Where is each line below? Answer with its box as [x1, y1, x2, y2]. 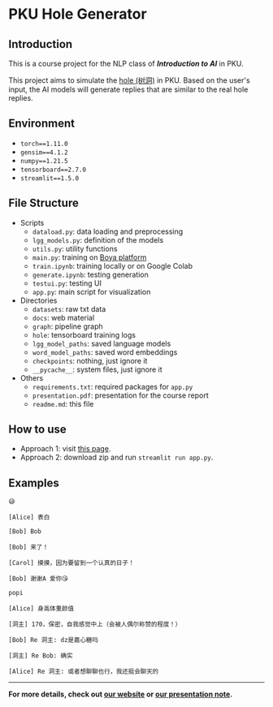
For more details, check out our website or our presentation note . [8, 689, 233, 699]
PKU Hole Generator [8, 5, 148, 24]
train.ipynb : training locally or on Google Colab [32, 261, 193, 270]
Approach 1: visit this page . [19, 444, 111, 454]
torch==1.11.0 [19, 140, 68, 148]
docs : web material [32, 313, 95, 322]
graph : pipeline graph [32, 321, 103, 331]
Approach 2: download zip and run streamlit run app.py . [19, 452, 214, 463]
